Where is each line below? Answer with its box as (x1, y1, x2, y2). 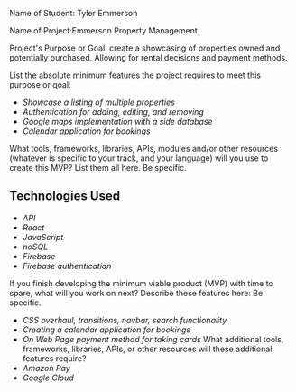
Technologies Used (9, 189, 120, 204)
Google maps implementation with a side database (22, 117, 214, 126)
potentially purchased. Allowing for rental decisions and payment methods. (9, 52, 289, 62)
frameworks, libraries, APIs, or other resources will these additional (22, 343, 273, 354)
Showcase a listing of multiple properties (22, 97, 176, 107)
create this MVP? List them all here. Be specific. (9, 163, 187, 173)
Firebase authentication (22, 260, 112, 271)
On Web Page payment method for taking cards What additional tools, (22, 333, 284, 344)
